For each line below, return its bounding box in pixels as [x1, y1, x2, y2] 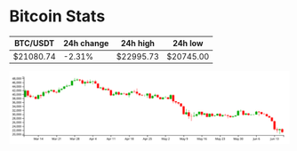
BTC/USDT [14, 38, 55, 49]
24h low [172, 38, 204, 49]
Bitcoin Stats [9, 6, 106, 27]
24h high [120, 38, 156, 49]
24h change [63, 38, 109, 49]
